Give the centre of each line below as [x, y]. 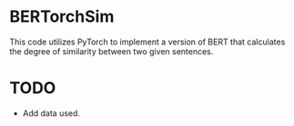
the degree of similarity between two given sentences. [112, 51]
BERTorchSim [62, 17]
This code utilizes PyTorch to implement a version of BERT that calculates [147, 42]
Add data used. [51, 113]
